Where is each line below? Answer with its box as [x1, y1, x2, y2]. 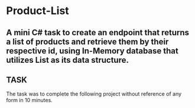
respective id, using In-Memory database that [6, 46, 178, 56]
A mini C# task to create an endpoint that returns [6, 28, 190, 38]
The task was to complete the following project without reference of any [6, 90, 182, 97]
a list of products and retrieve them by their [6, 36, 169, 46]
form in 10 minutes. [6, 97, 53, 104]
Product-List [6, 4, 69, 18]
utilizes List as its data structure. [6, 55, 129, 65]
